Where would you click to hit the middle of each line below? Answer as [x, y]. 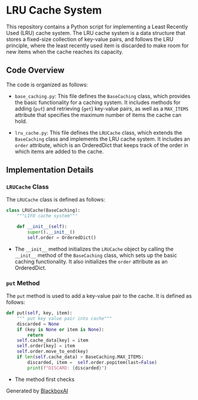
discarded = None [38, 324]
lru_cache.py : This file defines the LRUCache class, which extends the [98, 132]
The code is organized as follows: [47, 84]
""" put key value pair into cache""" [64, 318]
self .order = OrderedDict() [62, 238]
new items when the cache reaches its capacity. [65, 51]
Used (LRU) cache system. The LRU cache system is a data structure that [96, 32]
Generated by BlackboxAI [37, 391]
